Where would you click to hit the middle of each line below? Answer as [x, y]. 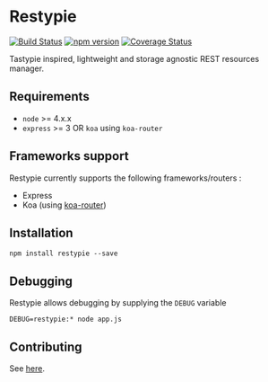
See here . [27, 369]
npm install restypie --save [64, 253]
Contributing [46, 346]
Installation [41, 232]
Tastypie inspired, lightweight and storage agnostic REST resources [134, 58]
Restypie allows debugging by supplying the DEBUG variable [118, 303]
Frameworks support [69, 156]
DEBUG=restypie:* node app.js [66, 320]
